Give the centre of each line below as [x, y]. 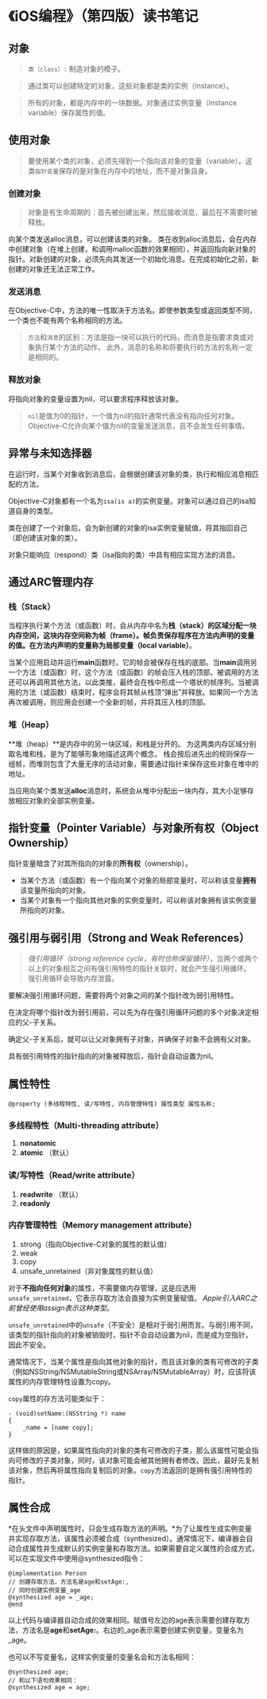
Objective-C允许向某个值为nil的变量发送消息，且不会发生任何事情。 [138, 425]
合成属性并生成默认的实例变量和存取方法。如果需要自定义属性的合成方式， [137, 1548]
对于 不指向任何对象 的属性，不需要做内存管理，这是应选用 [102, 1288]
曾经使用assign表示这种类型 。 [64, 1308]
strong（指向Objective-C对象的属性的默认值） [95, 1244]
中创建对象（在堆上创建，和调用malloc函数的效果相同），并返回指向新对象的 [132, 249]
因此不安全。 [29, 1345]
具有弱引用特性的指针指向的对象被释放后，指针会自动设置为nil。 [113, 1056]
